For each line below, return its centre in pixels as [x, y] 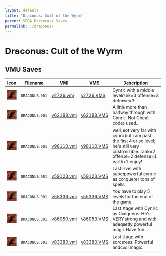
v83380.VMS [95, 242]
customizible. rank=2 [134, 151]
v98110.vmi [64, 146]
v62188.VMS [95, 115]
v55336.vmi [64, 196]
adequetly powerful [132, 224]
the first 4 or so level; [134, 141]
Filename [34, 83]
